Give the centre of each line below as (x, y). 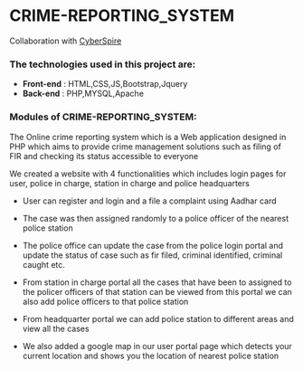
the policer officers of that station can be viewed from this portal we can (157, 291)
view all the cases (56, 328)
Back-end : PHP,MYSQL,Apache (83, 94)
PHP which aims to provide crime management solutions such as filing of (146, 147)
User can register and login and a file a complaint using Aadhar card (150, 201)
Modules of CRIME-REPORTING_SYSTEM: (103, 117)
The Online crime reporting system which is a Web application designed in (148, 137)
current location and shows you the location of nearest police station (151, 356)
